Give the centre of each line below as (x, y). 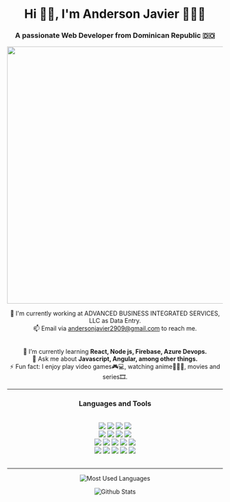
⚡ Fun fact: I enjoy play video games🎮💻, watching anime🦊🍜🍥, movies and (115, 367)
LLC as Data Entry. (115, 321)
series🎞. (115, 377)
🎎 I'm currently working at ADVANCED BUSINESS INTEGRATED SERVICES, (115, 313)
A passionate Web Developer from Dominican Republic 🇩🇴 (115, 36)
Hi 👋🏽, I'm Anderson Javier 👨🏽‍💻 (115, 14)
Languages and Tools (115, 404)
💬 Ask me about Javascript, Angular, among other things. (115, 359)
